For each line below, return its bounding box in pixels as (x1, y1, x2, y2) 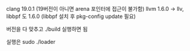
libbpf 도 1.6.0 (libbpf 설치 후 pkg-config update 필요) (6, 13, 136, 20)
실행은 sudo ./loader (6, 38, 56, 45)
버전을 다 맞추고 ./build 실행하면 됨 (6, 26, 88, 32)
